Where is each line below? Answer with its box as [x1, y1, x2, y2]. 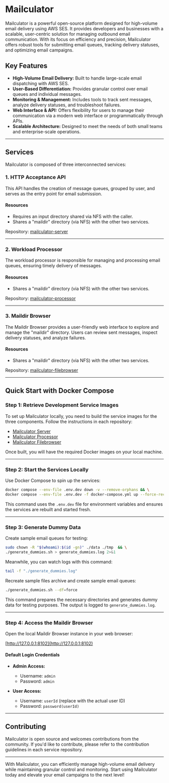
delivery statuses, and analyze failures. [5, 334, 87, 341]
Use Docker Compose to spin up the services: [5, 477, 101, 484]
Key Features [5, 62, 48, 70]
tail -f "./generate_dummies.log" [5, 568, 78, 573]
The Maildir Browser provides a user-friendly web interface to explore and [5, 324, 159, 330]
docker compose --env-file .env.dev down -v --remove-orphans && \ [5, 488, 150, 493]
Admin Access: [12, 663, 45, 669]
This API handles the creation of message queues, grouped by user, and [5, 185, 155, 191]
